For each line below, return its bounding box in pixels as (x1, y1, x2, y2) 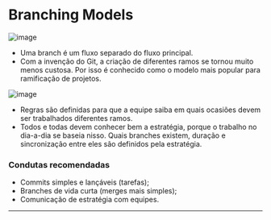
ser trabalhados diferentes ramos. (19, 113, 133, 122)
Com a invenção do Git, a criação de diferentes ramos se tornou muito (19, 56, 254, 66)
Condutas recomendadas (8, 159, 110, 170)
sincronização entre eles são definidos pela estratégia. (19, 139, 202, 148)
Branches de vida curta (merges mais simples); (19, 186, 177, 196)
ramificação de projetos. (19, 73, 102, 83)
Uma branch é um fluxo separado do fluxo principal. (19, 48, 194, 57)
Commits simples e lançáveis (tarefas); (19, 177, 149, 187)
